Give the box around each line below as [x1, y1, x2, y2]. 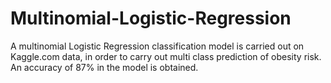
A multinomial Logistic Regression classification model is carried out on [10, 40, 305, 52]
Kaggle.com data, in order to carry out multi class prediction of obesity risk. [10, 50, 322, 62]
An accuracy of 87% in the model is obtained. [10, 61, 199, 73]
